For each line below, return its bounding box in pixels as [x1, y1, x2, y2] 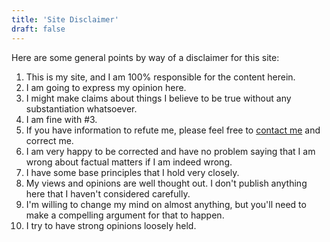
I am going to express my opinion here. [25, 81, 187, 93]
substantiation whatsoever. [25, 102, 138, 115]
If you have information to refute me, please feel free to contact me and [25, 124, 321, 136]
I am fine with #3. [25, 113, 98, 125]
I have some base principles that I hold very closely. [25, 166, 240, 178]
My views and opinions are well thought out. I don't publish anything [25, 177, 308, 189]
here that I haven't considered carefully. [25, 187, 191, 200]
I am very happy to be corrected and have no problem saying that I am [25, 145, 316, 157]
